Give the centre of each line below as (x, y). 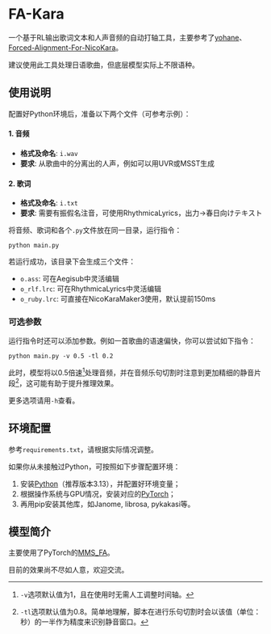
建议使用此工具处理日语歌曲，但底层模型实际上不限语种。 (104, 65)
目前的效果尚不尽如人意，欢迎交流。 (69, 570)
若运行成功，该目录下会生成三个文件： (72, 262)
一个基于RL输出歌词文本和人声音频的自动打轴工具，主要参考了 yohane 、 (127, 37)
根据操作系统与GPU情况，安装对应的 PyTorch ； (98, 493)
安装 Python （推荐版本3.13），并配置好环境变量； (100, 484)
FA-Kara (36, 14)
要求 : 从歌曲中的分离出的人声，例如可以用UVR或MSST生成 (117, 163)
